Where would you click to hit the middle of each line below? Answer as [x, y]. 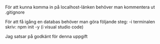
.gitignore [15, 12]
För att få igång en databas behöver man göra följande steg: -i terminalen [80, 22]
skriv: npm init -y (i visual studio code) [44, 27]
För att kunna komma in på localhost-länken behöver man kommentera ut [80, 7]
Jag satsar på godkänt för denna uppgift [46, 36]
